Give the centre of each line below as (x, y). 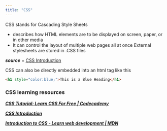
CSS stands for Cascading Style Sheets (46, 24)
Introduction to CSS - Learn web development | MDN (62, 123)
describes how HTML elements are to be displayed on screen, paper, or (88, 34)
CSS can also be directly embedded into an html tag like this (68, 70)
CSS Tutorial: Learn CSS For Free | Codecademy (57, 103)
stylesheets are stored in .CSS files (49, 50)
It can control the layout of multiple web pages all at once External (82, 45)
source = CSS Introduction (33, 60)
